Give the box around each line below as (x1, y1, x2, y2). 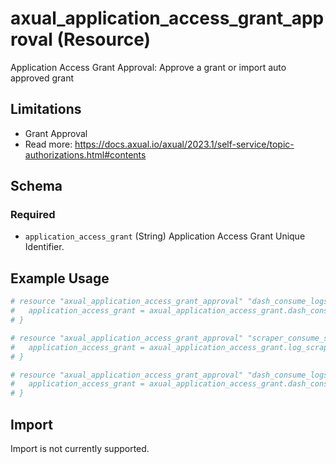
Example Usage (10, 270, 110, 287)
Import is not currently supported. (10, 442, 150, 454)
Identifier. (24, 241, 65, 253)
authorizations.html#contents (24, 148, 147, 161)
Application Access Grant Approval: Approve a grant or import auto (10, 61, 287, 73)
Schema (10, 178, 63, 195)
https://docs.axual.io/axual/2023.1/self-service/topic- (74, 138, 295, 150)
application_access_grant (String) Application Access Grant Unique (24, 230, 306, 242)
